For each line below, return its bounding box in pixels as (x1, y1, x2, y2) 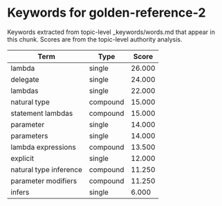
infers (10, 187, 30, 197)
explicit (10, 153, 35, 163)
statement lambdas (10, 108, 73, 118)
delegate (10, 74, 39, 84)
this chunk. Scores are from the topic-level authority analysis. (7, 35, 183, 43)
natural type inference (10, 164, 83, 174)
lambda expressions (10, 142, 76, 152)
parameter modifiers (10, 175, 77, 185)
